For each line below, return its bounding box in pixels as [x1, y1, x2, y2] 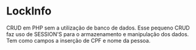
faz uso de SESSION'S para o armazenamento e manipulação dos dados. [6, 30, 189, 37]
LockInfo [6, 4, 52, 18]
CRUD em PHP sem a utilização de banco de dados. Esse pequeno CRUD [6, 24, 190, 31]
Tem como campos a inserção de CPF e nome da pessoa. [6, 37, 150, 44]
